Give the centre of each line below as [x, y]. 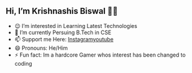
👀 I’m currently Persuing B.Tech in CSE [63, 32]
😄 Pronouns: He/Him [41, 48]
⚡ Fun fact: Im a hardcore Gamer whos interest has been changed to [100, 55]
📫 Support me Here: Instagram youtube [64, 39]
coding [23, 63]
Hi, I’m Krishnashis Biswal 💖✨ [62, 11]
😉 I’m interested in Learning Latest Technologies [76, 26]
